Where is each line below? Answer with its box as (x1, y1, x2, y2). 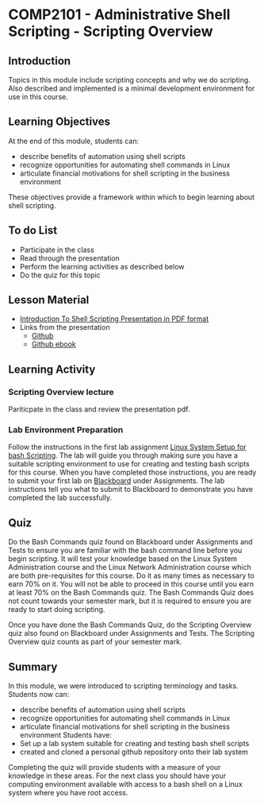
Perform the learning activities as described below (19, 261, 185, 271)
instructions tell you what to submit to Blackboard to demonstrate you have (8, 485, 254, 494)
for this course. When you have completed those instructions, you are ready (8, 467, 257, 478)
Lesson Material (8, 293, 90, 307)
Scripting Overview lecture (8, 386, 114, 397)
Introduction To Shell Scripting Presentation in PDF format (19, 314, 209, 323)
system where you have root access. (8, 788, 128, 798)
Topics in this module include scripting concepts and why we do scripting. (8, 75, 251, 84)
